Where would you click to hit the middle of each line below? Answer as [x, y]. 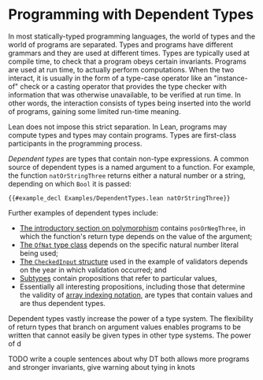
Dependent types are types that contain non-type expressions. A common [129, 158]
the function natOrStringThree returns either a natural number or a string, [127, 175]
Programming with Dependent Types [131, 15]
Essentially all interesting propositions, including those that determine [132, 286]
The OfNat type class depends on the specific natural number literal [129, 245]
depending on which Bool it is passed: [70, 183]
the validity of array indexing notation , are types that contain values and [136, 295]
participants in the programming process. [76, 143]
